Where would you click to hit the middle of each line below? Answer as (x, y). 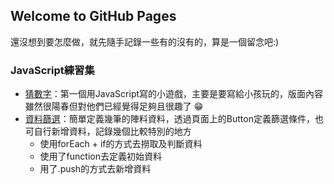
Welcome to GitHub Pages (93, 16)
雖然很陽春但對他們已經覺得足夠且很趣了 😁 (114, 106)
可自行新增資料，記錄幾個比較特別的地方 (108, 131)
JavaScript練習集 (52, 70)
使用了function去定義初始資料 (100, 156)
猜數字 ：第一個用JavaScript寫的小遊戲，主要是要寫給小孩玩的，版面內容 (174, 94)
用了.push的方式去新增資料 (95, 169)
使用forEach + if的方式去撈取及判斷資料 (121, 144)
